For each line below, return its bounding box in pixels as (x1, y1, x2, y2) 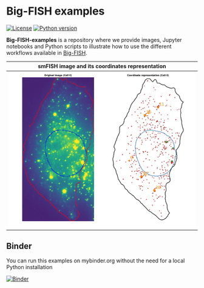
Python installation (6, 264, 53, 271)
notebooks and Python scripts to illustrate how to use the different (6, 43, 172, 50)
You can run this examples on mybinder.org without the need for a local (6, 257, 185, 264)
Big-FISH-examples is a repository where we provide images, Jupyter (6, 36, 182, 43)
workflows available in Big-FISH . (6, 49, 87, 56)
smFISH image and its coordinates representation (38, 63, 166, 70)
